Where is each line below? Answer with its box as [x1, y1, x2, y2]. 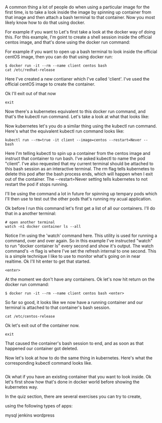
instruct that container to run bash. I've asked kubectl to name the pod [5, 155, 146, 161]
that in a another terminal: [5, 211, 57, 216]
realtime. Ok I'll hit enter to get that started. [5, 258, 91, 264]
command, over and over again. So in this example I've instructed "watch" [5, 238, 153, 243]
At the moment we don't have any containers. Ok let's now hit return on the [5, 276, 155, 282]
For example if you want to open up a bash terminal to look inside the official [5, 49, 157, 54]
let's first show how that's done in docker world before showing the [5, 379, 140, 385]
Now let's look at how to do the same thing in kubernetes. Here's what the [5, 355, 153, 361]
